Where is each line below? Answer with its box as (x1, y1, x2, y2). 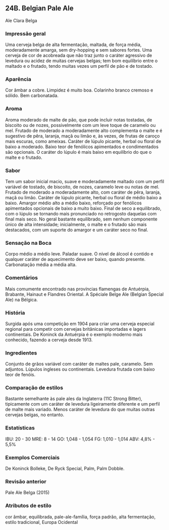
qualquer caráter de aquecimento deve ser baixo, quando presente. (5, 256, 146, 262)
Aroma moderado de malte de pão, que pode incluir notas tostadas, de (5, 116, 152, 123)
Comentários (5, 274, 38, 281)
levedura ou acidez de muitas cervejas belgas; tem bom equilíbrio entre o (5, 58, 158, 64)
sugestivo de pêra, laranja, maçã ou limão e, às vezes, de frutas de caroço (5, 132, 160, 139)
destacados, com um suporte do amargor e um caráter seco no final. (5, 227, 148, 233)
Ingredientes (5, 349, 37, 356)
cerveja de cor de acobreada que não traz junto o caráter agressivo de (5, 53, 152, 59)
